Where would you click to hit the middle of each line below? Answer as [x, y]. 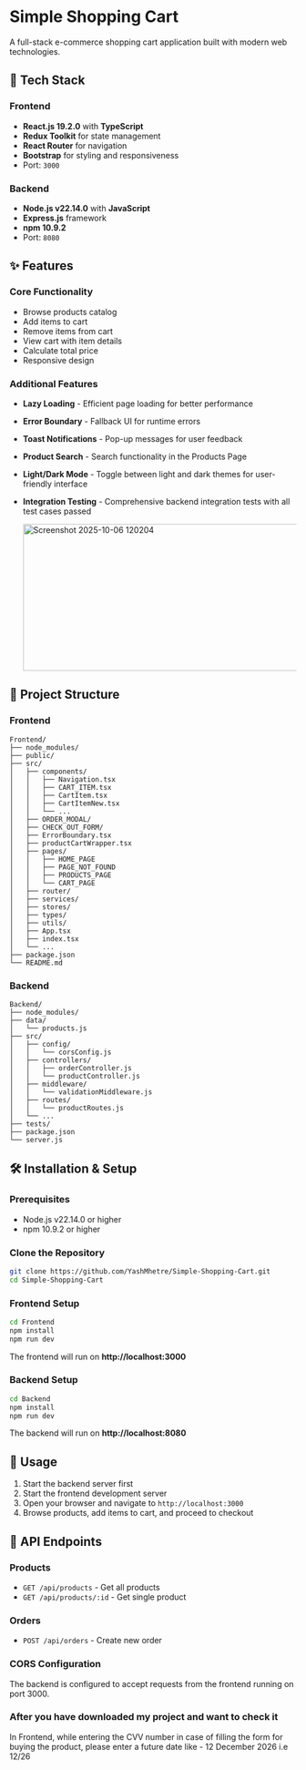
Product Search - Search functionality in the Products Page [135, 456]
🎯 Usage [33, 1462]
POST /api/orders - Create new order [92, 1641]
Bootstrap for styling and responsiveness [101, 155]
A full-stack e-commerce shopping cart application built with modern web [148, 42]
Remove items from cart [68, 331]
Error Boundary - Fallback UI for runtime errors [112, 421]
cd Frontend [32, 1322]
